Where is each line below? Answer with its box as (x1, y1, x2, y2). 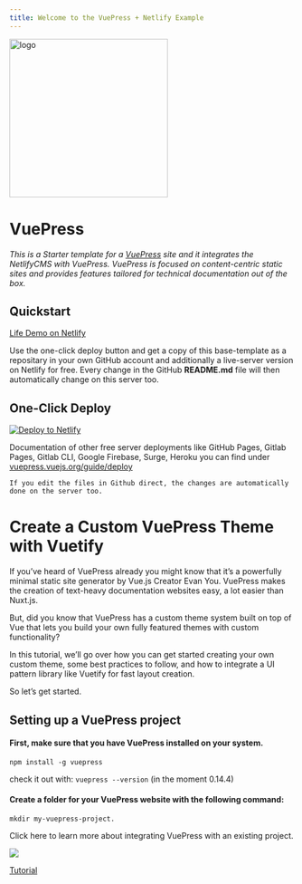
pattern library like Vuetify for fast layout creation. (9, 668, 195, 679)
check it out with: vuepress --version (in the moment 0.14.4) (9, 773, 234, 784)
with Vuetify (9, 536, 104, 557)
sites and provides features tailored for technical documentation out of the (9, 268, 288, 279)
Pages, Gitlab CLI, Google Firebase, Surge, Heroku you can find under (9, 452, 270, 463)
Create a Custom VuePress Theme (9, 517, 274, 537)
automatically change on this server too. (9, 374, 160, 385)
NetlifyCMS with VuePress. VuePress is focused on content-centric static (9, 258, 283, 269)
